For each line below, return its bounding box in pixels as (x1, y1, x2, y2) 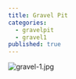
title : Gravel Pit (8, 11, 68, 20)
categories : (8, 19, 47, 27)
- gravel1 (15, 33, 47, 41)
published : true (8, 41, 61, 48)
